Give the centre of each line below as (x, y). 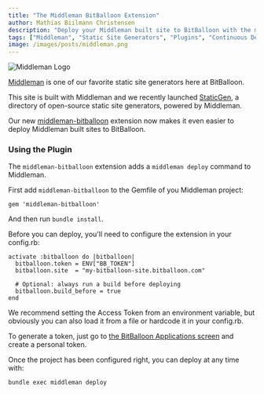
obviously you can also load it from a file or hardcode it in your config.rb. (126, 321)
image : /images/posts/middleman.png (68, 45)
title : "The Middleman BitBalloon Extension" (84, 15)
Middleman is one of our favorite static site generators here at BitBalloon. (126, 82)
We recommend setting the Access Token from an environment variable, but (132, 313)
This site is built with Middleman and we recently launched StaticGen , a (124, 97)
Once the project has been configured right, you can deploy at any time (124, 360)
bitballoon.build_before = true (68, 291)
